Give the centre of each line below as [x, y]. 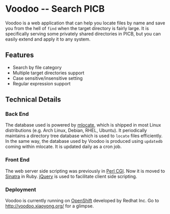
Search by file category [37, 67]
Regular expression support [42, 83]
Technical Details [33, 100]
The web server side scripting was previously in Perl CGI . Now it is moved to [85, 171]
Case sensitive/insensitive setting [47, 78]
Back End [17, 114]
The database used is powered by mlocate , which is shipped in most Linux [83, 125]
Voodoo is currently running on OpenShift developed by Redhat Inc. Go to [82, 201]
